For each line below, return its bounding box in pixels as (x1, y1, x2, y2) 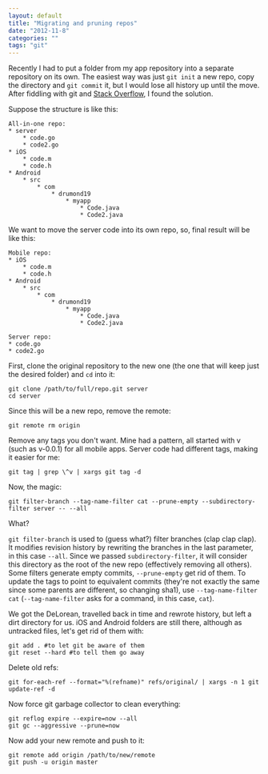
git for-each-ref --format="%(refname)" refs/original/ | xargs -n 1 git (8, 678, 260, 687)
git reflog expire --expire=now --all (8, 715, 138, 723)
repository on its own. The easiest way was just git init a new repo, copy (8, 72, 254, 82)
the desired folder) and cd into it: (8, 370, 116, 379)
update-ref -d (8, 685, 56, 693)
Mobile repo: (8, 249, 52, 257)
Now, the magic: (8, 482, 62, 492)
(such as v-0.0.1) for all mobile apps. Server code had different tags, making (8, 444, 258, 454)
